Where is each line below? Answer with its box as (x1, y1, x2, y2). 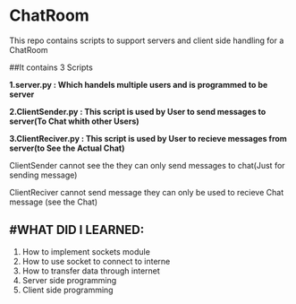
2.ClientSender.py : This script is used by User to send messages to (9, 106, 266, 117)
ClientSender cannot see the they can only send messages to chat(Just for (9, 160, 285, 170)
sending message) (9, 169, 78, 180)
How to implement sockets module (21, 246, 150, 256)
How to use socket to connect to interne (21, 256, 171, 266)
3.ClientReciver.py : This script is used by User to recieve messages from (9, 133, 288, 143)
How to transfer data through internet (21, 265, 161, 276)
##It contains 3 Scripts (9, 62, 94, 73)
